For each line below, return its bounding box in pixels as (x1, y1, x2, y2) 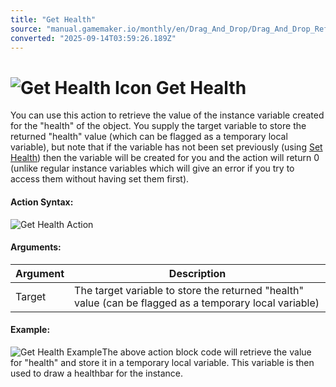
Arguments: (10, 241, 62, 253)
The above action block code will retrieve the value (101, 346, 312, 358)
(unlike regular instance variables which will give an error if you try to (10, 162, 295, 175)
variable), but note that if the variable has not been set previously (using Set (10, 141, 323, 153)
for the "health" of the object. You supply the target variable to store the (10, 120, 307, 132)
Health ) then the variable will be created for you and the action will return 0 (10, 152, 320, 164)
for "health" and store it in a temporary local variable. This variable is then (10, 356, 315, 368)
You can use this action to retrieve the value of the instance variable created (10, 109, 325, 121)
